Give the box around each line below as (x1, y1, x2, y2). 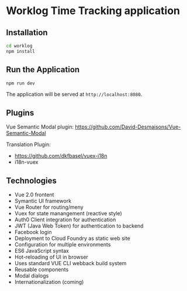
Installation (6, 28, 48, 38)
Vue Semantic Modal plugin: (6, 123, 74, 130)
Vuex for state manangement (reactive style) (14, 210, 123, 217)
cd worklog (6, 43, 33, 49)
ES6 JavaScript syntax (14, 248, 69, 255)
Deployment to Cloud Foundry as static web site (14, 235, 130, 242)
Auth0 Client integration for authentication (14, 216, 116, 224)
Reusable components (14, 266, 69, 273)
